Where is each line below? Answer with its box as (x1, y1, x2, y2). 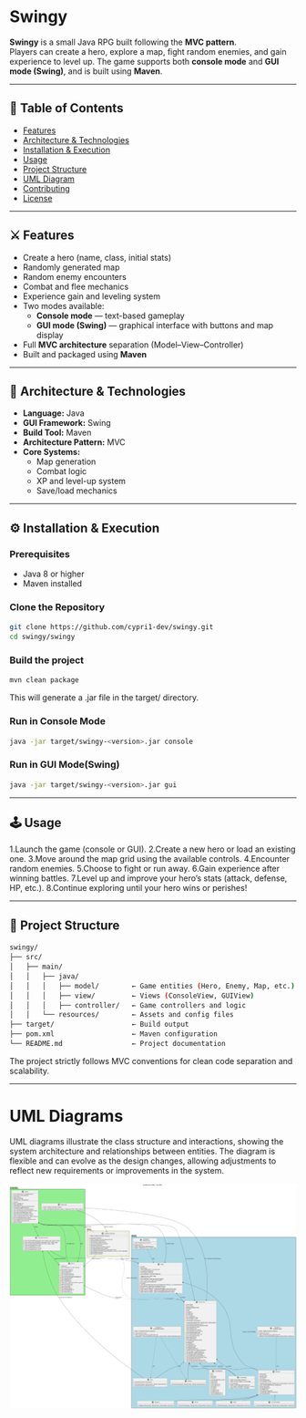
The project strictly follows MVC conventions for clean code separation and (9, 1055, 293, 1066)
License (22, 192, 53, 203)
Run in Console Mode (9, 715, 107, 728)
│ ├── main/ (9, 962, 64, 971)
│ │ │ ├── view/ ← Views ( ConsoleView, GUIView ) (9, 991, 255, 1000)
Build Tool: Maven (22, 427, 92, 439)
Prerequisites (9, 547, 70, 560)
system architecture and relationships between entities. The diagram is (9, 1145, 276, 1156)
